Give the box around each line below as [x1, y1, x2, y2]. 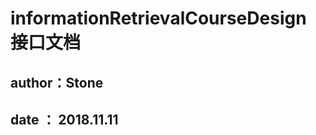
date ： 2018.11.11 [10, 111, 119, 128]
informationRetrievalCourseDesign [10, 7, 307, 30]
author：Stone [10, 74, 104, 91]
